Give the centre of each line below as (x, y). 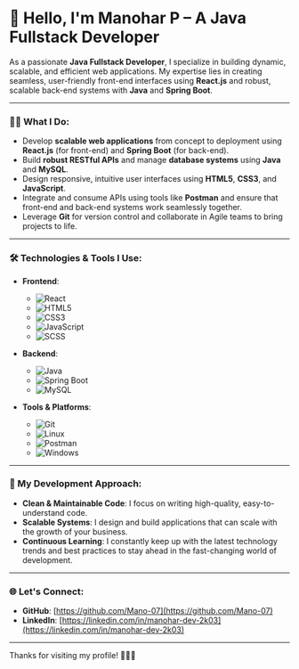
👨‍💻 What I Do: (39, 121)
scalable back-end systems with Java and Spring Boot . (111, 90)
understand (43, 512)
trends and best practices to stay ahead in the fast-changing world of (149, 551)
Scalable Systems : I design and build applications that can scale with (149, 522)
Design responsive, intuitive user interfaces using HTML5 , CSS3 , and (149, 179)
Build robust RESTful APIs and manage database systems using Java (151, 160)
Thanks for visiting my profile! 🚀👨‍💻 (73, 656)
